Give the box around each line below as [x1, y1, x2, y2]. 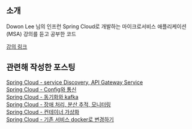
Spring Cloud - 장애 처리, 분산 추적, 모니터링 [6, 101, 111, 108]
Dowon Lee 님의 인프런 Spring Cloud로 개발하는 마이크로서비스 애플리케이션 [6, 23, 187, 30]
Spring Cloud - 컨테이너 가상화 [6, 108, 80, 115]
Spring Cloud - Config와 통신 [6, 86, 77, 93]
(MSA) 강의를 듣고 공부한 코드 [6, 30, 77, 37]
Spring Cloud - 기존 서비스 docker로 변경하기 [6, 116, 114, 123]
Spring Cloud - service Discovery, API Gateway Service [6, 79, 143, 86]
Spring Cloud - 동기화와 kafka [6, 93, 79, 100]
